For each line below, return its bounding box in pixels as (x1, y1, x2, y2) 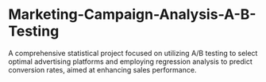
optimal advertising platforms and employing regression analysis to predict (8, 57, 253, 66)
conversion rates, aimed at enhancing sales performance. (8, 65, 197, 74)
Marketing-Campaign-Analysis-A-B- (8, 6, 256, 24)
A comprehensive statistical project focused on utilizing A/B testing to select (8, 48, 258, 58)
